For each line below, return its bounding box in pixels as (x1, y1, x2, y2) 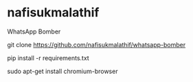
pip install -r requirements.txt (7, 53, 89, 62)
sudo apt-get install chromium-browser (7, 67, 118, 75)
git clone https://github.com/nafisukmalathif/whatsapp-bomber (7, 40, 186, 49)
